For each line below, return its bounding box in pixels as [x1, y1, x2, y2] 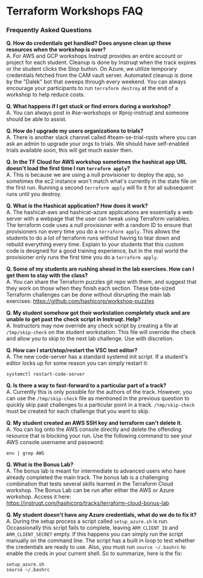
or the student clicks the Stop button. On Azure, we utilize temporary [6, 65, 177, 73]
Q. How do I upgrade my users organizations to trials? [6, 127, 144, 134]
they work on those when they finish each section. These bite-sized [6, 284, 175, 292]
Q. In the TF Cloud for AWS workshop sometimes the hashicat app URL [6, 159, 187, 166]
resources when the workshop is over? [6, 46, 106, 53]
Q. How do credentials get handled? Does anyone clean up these [6, 39, 172, 47]
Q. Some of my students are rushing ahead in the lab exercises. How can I [6, 265, 195, 273]
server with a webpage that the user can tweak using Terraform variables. [6, 215, 191, 222]
